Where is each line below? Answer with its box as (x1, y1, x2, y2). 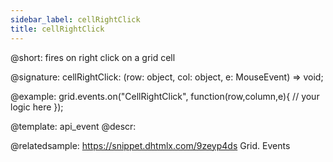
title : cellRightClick (10, 24, 105, 34)
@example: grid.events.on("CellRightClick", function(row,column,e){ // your (10, 90, 320, 102)
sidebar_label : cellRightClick (10, 14, 141, 25)
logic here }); (10, 101, 64, 113)
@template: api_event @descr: (10, 120, 137, 132)
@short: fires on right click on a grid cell (10, 51, 176, 63)
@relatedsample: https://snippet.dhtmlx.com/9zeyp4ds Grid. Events (10, 139, 291, 151)
